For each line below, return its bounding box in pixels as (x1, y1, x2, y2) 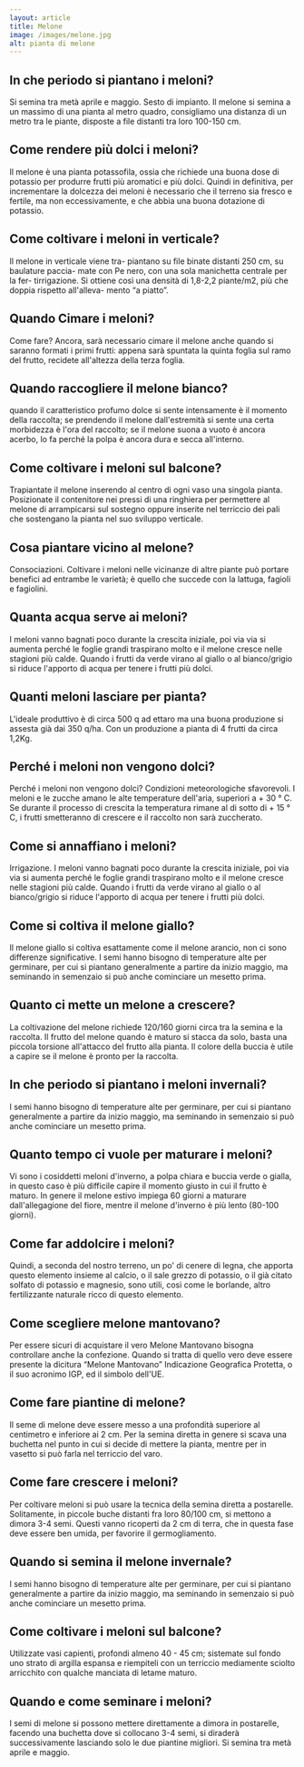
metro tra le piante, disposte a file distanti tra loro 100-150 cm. (9, 116, 242, 127)
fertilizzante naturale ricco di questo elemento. (9, 1289, 184, 1300)
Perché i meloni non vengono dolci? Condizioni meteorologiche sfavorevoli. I (9, 783, 296, 794)
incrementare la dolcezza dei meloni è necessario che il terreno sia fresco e (9, 186, 293, 197)
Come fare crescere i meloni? (9, 1475, 179, 1490)
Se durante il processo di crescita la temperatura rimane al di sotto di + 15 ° (9, 803, 290, 813)
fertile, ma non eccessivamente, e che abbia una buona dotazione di (9, 195, 265, 206)
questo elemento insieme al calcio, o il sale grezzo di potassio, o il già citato (9, 1270, 293, 1281)
